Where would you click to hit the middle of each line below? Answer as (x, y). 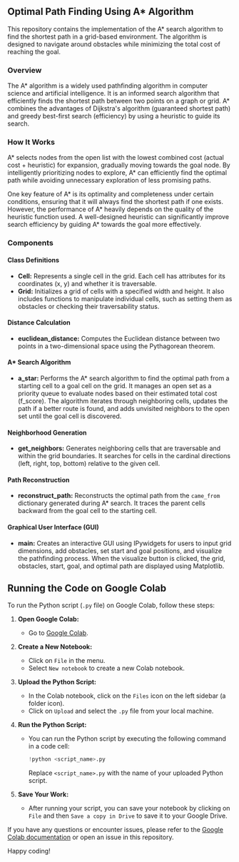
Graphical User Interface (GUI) (54, 527)
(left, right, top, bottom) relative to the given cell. (89, 464)
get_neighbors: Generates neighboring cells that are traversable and (119, 448)
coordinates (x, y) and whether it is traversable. (87, 283)
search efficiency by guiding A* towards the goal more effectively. (105, 225)
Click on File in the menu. (67, 661)
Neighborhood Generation (47, 432)
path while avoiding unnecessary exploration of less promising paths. (110, 181)
